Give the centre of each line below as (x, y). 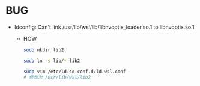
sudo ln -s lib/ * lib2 (52, 61)
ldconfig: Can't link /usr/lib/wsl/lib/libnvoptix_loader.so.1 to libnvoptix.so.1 (104, 27)
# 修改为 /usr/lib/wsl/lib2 (57, 77)
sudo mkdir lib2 (44, 50)
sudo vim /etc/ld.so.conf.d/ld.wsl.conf (74, 72)
